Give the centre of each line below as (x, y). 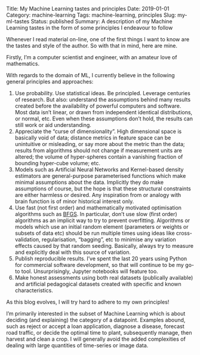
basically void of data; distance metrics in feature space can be (93, 138)
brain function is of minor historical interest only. (74, 201)
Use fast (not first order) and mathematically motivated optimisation (98, 208)
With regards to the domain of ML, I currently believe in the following (90, 75)
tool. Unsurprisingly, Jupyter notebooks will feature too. (90, 271)
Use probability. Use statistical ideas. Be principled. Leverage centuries (103, 93)
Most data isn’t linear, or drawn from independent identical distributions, (104, 112)
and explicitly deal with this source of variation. (73, 252)
